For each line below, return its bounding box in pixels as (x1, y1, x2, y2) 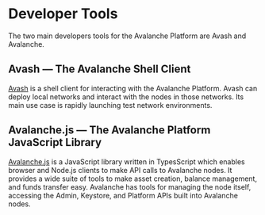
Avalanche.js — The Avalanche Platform (8, 124, 211, 137)
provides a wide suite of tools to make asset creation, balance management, (8, 174, 258, 183)
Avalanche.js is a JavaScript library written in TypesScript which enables (8, 156, 245, 167)
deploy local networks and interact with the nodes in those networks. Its (8, 92, 244, 102)
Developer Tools (8, 5, 118, 23)
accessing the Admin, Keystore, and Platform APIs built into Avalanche (8, 190, 238, 200)
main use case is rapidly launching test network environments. (8, 100, 213, 109)
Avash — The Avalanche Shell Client (8, 63, 191, 76)
